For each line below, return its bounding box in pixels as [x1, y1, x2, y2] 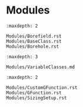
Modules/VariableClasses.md [6, 64, 75, 70]
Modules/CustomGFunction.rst [6, 85, 78, 91]
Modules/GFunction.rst [6, 89, 62, 96]
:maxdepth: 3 [6, 53, 38, 59]
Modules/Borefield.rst [6, 33, 62, 39]
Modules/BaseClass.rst [6, 38, 62, 44]
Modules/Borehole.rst [6, 44, 59, 49]
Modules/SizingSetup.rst [6, 95, 67, 101]
